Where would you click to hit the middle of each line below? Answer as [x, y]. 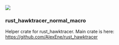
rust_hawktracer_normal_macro [46, 20]
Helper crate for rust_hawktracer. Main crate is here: [60, 32]
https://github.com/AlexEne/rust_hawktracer [51, 37]
